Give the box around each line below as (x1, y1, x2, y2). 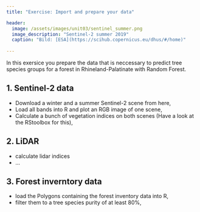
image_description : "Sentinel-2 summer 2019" (12, 31, 129, 37)
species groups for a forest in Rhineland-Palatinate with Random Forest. (6, 66, 187, 73)
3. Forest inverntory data (6, 177, 102, 187)
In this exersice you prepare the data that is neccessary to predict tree (6, 59, 182, 66)
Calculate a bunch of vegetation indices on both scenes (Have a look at (15, 112, 195, 119)
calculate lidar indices (15, 152, 70, 160)
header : (6, 19, 26, 26)
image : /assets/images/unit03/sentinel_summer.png (12, 26, 143, 32)
